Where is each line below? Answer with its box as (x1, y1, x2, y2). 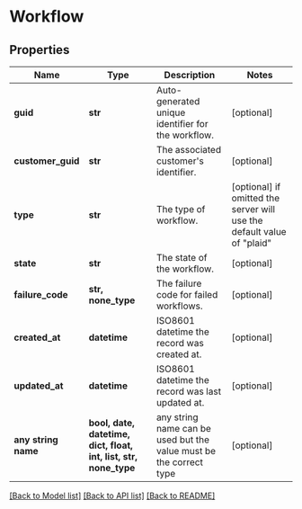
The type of (155, 203, 206, 215)
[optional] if (231, 181, 281, 192)
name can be (155, 423, 211, 434)
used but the (155, 433, 209, 446)
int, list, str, (88, 451, 138, 462)
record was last (155, 385, 222, 397)
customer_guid (13, 155, 80, 167)
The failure (155, 277, 202, 290)
